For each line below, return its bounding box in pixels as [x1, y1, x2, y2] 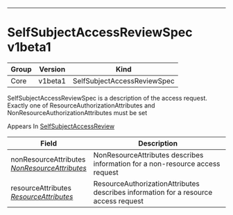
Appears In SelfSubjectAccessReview [7, 122, 115, 130]
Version [39, 64, 66, 74]
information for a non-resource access [93, 159, 221, 169]
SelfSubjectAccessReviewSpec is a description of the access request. [7, 94, 208, 102]
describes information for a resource [93, 187, 213, 197]
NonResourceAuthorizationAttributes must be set [7, 108, 148, 117]
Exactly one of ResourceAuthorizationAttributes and [7, 101, 155, 110]
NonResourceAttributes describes [93, 150, 204, 160]
